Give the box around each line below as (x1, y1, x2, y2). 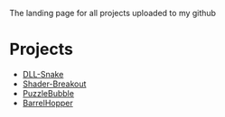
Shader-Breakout (22, 78, 87, 89)
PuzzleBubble (22, 87, 75, 98)
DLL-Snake (22, 68, 64, 79)
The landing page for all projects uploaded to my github (9, 8, 217, 18)
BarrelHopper (22, 97, 74, 108)
